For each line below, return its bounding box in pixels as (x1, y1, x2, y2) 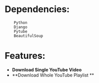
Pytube (14, 29, 28, 34)
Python (14, 20, 28, 25)
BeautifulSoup (14, 33, 43, 38)
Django (14, 24, 28, 30)
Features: (5, 50, 46, 61)
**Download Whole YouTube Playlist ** (12, 72, 94, 78)
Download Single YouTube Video (12, 66, 82, 72)
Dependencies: (5, 4, 70, 15)
